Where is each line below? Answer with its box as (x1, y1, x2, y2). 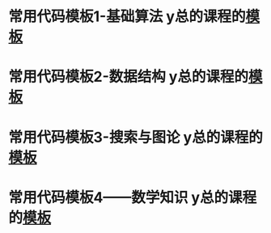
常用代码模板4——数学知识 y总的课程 (8, 188, 257, 206)
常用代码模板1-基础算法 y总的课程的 (8, 7, 246, 26)
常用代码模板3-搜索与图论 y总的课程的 (8, 128, 263, 146)
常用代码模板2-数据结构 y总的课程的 (8, 68, 249, 86)
